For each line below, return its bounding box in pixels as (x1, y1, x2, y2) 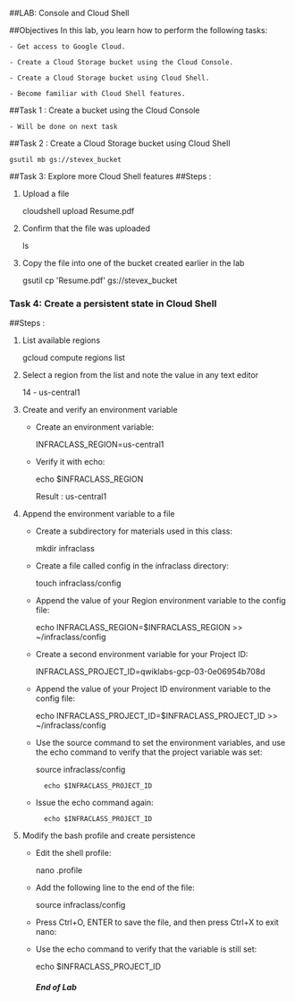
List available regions (21, 335, 101, 346)
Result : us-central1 (35, 492, 107, 502)
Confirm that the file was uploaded (21, 223, 150, 234)
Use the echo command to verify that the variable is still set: (35, 944, 257, 954)
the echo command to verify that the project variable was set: (35, 747, 263, 757)
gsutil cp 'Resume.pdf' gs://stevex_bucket (21, 275, 178, 286)
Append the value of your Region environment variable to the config (35, 595, 286, 606)
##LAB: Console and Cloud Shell (9, 8, 130, 18)
